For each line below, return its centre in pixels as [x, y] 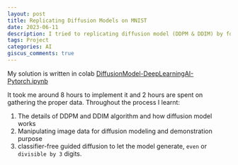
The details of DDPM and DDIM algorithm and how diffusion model [115, 116]
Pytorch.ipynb [28, 81]
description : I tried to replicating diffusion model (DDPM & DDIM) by [115, 34]
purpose [30, 138]
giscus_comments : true [41, 54]
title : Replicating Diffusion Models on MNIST [77, 21]
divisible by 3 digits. [50, 154]
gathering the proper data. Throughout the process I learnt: [94, 102]
